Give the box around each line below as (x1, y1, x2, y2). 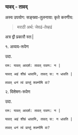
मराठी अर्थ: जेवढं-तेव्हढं (17, 24, 53, 30)
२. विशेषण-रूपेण (5, 89, 31, 95)
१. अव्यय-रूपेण (5, 44, 29, 50)
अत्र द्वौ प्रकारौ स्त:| (5, 34, 34, 40)
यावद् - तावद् (5, 3, 28, 10)
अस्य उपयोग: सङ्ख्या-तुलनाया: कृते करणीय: (5, 15, 74, 20)
